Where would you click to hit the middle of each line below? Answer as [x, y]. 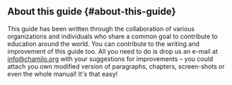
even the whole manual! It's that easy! [63, 74]
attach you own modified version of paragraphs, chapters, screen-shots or [116, 66]
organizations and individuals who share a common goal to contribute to [112, 36]
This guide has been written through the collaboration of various [101, 28]
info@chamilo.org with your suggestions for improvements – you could [110, 59]
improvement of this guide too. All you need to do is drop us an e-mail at [112, 51]
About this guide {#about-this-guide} [92, 12]
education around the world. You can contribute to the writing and [104, 44]
